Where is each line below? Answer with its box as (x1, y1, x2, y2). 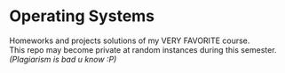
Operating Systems (9, 6, 155, 26)
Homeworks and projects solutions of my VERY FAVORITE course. (9, 35, 250, 46)
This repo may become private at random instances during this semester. (9, 44, 277, 55)
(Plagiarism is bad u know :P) (9, 54, 117, 64)
